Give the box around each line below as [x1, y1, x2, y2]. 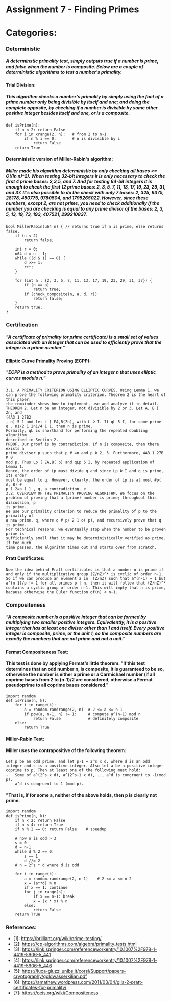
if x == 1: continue [24, 885, 68, 890]
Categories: [6, 27, 57, 39]
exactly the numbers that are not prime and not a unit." [6, 636, 126, 642]
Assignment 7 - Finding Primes [6, 4, 139, 15]
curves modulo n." [6, 375, 46, 381]
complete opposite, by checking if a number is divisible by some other [6, 104, 158, 111]
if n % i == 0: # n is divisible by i [24, 136, 120, 141]
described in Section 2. [6, 437, 59, 442]
